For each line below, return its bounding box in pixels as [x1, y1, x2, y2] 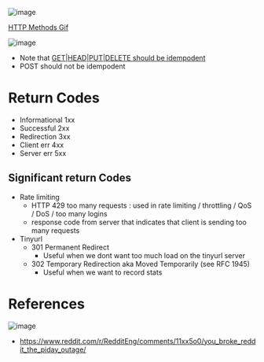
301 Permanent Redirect [31, 242, 110, 252]
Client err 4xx [19, 140, 64, 150]
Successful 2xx [19, 123, 70, 133]
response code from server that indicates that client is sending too [31, 217, 247, 227]
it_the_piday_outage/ [19, 345, 86, 354]
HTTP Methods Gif [8, 23, 69, 31]
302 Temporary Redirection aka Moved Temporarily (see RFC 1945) [31, 259, 250, 268]
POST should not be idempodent [19, 61, 126, 71]
